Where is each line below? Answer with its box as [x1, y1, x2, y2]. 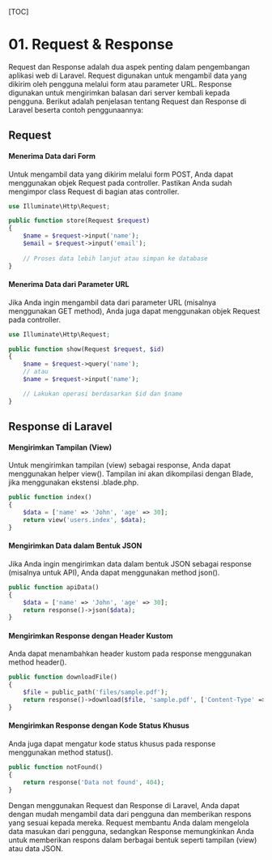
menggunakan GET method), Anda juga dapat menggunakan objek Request [8, 306, 261, 315]
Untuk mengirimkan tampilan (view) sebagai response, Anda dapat [8, 460, 231, 470]
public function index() [8, 494, 92, 502]
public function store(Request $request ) [8, 216, 151, 225]
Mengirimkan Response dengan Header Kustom [8, 631, 173, 640]
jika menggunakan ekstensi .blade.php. [8, 477, 139, 487]
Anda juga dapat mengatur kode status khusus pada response [8, 739, 216, 749]
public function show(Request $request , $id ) [8, 344, 164, 353]
